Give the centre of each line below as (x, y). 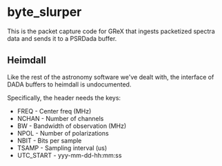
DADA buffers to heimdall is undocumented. (69, 84)
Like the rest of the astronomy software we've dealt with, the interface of (111, 77)
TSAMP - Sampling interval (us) (62, 148)
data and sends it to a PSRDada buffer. (62, 38)
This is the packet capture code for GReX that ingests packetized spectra (111, 31)
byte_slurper (44, 12)
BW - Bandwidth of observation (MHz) (72, 126)
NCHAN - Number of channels (60, 118)
